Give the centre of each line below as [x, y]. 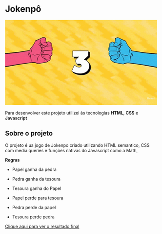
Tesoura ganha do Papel [37, 188]
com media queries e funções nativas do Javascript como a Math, [71, 150]
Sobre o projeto [29, 133]
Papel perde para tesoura [38, 198]
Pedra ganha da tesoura [36, 179]
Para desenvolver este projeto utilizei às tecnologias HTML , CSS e [72, 113]
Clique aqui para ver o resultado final [42, 226]
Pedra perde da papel [34, 207]
